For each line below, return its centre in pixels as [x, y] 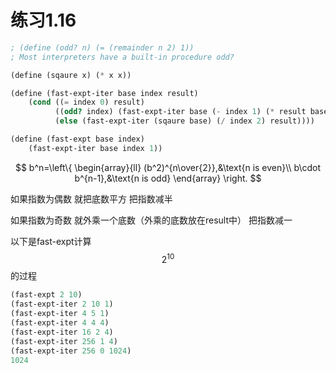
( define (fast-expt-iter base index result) [104, 93]
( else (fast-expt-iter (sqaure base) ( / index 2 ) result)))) [184, 121]
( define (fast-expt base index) [77, 139]
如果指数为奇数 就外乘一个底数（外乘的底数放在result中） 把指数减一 [151, 220]
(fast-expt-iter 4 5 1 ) [60, 314]
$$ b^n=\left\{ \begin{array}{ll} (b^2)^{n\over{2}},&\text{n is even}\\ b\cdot [168, 167]
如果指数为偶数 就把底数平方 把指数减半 [91, 198]
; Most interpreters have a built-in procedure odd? [122, 57]
